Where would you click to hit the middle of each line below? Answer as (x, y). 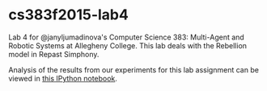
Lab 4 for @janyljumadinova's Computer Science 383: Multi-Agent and (126, 37)
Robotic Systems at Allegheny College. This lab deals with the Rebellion (128, 45)
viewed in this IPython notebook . (63, 78)
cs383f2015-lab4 (69, 15)
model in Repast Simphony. (54, 54)
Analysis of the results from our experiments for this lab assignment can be (133, 69)
